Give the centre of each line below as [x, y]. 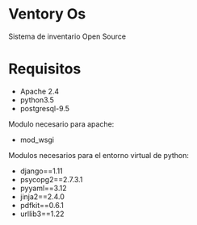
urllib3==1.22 [42, 214]
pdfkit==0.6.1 [42, 205]
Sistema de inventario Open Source [67, 36]
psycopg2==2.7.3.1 [51, 179]
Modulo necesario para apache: [61, 124]
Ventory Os [47, 14]
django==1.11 [41, 171]
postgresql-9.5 [45, 108]
